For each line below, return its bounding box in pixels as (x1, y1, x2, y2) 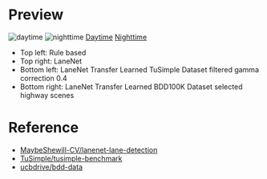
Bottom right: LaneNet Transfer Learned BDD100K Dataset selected (19, 82, 243, 92)
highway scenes (19, 90, 75, 100)
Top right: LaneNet (19, 56, 83, 66)
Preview (8, 6, 64, 24)
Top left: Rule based (19, 47, 87, 57)
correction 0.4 (19, 73, 68, 83)
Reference (8, 119, 79, 137)
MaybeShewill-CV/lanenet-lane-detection (19, 144, 158, 154)
